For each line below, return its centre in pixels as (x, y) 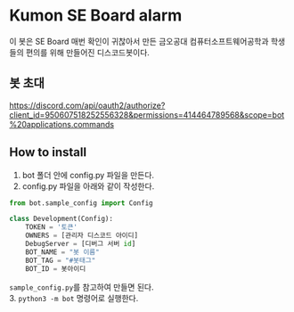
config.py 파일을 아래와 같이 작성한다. (88, 186)
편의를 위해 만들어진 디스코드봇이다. (87, 52)
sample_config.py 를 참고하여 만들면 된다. (82, 287)
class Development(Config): (61, 219)
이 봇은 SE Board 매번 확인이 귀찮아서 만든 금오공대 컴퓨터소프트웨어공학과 (139, 41)
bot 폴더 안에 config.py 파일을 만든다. (88, 175)
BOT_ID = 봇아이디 (56, 268)
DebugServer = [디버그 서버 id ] (81, 244)
